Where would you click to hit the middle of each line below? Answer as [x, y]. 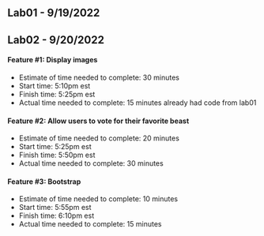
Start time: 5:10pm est [55, 85]
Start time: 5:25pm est [55, 147]
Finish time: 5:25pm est [57, 94]
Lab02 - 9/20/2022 [56, 40]
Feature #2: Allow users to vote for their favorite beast [98, 121]
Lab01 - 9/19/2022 [54, 13]
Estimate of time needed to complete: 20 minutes [99, 138]
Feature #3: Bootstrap [44, 182]
